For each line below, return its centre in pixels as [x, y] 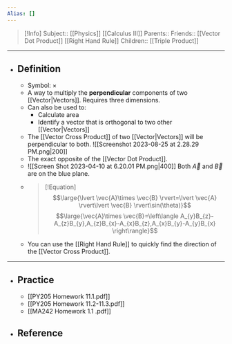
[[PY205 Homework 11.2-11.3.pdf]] [76, 304]
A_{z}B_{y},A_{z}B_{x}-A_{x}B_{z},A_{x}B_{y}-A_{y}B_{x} [135, 224]
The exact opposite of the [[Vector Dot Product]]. [97, 159]
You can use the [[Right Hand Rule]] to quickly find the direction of [122, 244]
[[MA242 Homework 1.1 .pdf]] [69, 311]
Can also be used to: [57, 107]
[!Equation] [60, 187]
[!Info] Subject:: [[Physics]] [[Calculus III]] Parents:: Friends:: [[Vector [122, 33]
